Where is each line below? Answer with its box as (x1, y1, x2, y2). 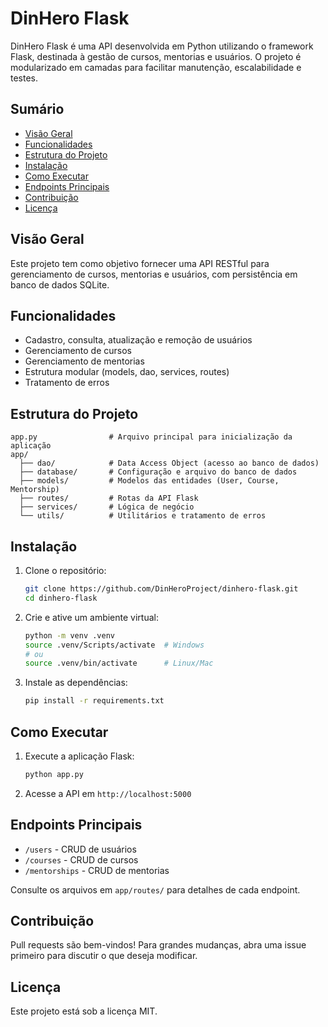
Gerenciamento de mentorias (24, 355, 145, 367)
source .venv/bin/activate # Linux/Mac (24, 658, 214, 669)
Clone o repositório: (24, 565, 107, 576)
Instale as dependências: (24, 677, 128, 689)
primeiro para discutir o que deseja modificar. (10, 950, 198, 962)
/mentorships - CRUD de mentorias (24, 864, 170, 876)
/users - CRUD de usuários (24, 843, 137, 855)
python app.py (24, 769, 84, 779)
